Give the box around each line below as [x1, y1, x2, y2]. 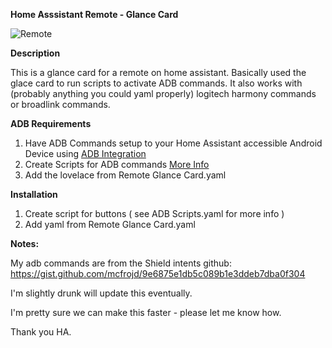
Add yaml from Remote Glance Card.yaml [24, 219, 196, 230]
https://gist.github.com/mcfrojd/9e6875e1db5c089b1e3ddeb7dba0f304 [10, 268, 306, 279]
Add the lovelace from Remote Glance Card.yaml [24, 169, 227, 181]
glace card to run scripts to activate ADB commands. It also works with [10, 77, 303, 89]
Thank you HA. [10, 326, 72, 338]
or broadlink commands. [10, 99, 111, 110]
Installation [10, 189, 58, 200]
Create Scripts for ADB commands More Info [24, 159, 210, 170]
